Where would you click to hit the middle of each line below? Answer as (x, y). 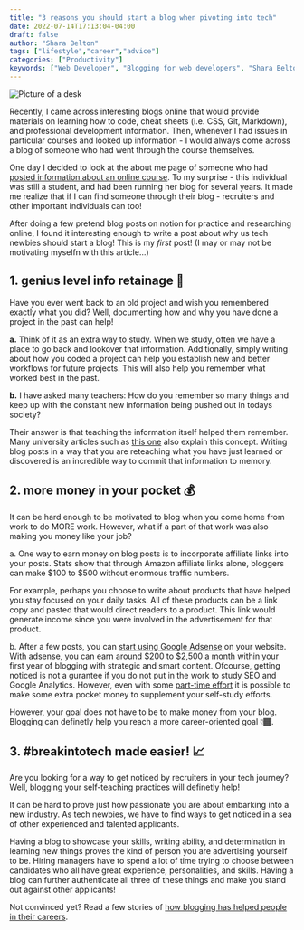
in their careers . (39, 917)
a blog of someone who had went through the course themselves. (132, 149)
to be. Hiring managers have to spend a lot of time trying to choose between (152, 861)
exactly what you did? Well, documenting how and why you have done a (144, 312)
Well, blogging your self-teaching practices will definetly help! (125, 787)
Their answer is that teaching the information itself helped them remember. (149, 432)
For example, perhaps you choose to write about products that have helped (150, 590)
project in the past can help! (62, 321)
